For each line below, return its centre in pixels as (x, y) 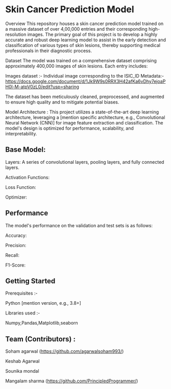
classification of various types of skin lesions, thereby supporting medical (83, 45)
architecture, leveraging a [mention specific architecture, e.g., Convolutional (85, 117)
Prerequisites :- (21, 293)
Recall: (12, 255)
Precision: (16, 245)
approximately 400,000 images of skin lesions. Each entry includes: (77, 66)
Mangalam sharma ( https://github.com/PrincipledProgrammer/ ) (72, 381)
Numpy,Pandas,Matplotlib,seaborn (42, 323)
